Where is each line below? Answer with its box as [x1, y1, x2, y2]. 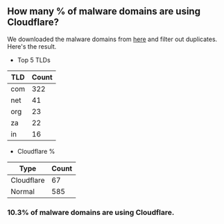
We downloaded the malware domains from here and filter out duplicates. [7, 35, 218, 43]
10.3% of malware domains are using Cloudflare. [7, 207, 175, 217]
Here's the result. [7, 42, 57, 51]
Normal [10, 186, 35, 196]
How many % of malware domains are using [7, 6, 201, 17]
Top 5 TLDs [17, 56, 51, 64]
